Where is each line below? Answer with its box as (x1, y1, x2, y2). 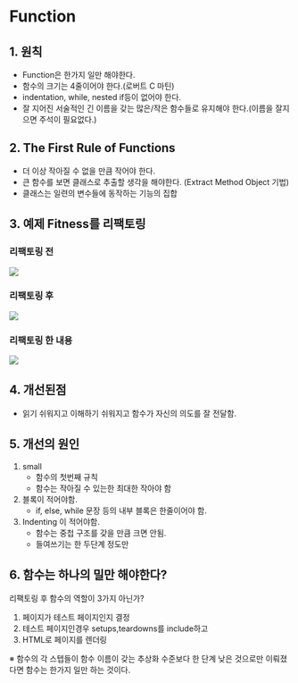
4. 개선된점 (9, 383, 67, 398)
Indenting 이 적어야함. (21, 516, 100, 527)
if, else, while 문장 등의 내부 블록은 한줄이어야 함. (35, 505, 207, 516)
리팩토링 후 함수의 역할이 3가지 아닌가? (9, 593, 145, 603)
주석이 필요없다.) (38, 114, 97, 124)
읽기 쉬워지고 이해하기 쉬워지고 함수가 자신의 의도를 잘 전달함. (21, 408, 237, 418)
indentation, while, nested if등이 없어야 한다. (21, 92, 181, 102)
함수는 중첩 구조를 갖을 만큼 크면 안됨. (35, 527, 167, 538)
